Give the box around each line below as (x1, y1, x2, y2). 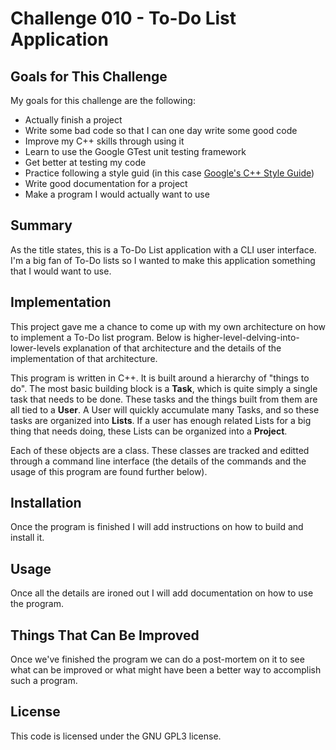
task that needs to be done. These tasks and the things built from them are (10, 393, 318, 405)
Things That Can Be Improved (10, 627, 200, 644)
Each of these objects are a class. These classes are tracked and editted (10, 444, 310, 456)
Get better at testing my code (24, 157, 147, 168)
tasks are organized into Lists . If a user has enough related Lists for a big (10, 414, 312, 426)
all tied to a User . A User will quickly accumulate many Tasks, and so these (10, 403, 320, 416)
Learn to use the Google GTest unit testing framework (24, 146, 247, 157)
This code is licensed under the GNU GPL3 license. (10, 730, 222, 742)
